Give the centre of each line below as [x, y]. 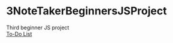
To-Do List [19, 33]
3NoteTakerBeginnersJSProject [86, 11]
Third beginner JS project [38, 27]
